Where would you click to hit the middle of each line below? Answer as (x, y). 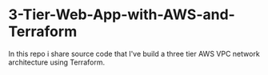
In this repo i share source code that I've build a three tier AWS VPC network (134, 53)
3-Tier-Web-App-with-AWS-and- (122, 15)
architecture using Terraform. (57, 62)
